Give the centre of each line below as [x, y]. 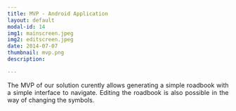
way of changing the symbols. [51, 100]
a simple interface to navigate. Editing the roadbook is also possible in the [118, 92]
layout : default [31, 20]
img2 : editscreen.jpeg [40, 40]
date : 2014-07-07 [33, 46]
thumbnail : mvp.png [36, 53]
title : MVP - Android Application [58, 14]
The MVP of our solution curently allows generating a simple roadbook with [118, 85]
